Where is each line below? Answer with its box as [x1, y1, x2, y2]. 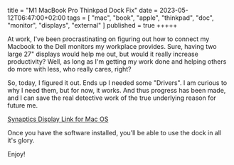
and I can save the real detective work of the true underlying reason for [7, 93, 217, 102]
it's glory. [7, 136, 35, 144]
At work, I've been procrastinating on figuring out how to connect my [7, 35, 210, 43]
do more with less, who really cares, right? [7, 65, 132, 73]
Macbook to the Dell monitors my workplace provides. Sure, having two [7, 42, 217, 50]
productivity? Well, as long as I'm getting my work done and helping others [7, 57, 227, 66]
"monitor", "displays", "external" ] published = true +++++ [7, 21, 178, 29]
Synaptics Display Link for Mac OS [7, 115, 109, 123]
